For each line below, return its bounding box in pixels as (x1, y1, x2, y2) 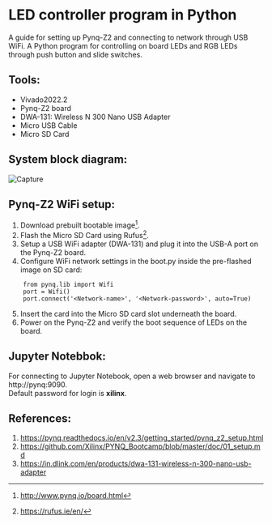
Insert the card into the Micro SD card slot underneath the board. (19, 309, 237, 318)
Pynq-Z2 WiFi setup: (8, 197, 116, 211)
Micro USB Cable (19, 120, 78, 130)
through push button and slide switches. (8, 49, 143, 59)
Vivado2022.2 (19, 95, 68, 104)
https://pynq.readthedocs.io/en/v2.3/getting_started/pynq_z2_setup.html (19, 433, 264, 443)
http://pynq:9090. (8, 379, 67, 390)
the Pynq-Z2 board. (19, 247, 87, 257)
